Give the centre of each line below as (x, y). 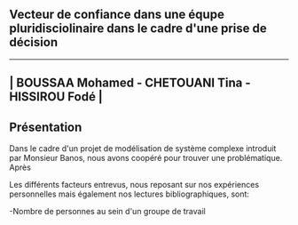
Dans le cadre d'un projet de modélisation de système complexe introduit (143, 149)
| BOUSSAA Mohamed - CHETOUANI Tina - (130, 83)
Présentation (46, 127)
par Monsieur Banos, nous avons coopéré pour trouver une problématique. (146, 158)
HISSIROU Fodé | (56, 97)
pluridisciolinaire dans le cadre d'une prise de (138, 29)
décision (34, 42)
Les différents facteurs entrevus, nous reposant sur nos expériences (134, 185)
